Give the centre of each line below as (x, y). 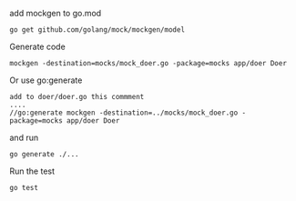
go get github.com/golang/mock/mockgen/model (97, 30)
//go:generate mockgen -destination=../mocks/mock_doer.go (124, 113)
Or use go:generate (46, 80)
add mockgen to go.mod (56, 13)
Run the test (32, 171)
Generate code (37, 46)
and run (24, 137)
